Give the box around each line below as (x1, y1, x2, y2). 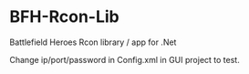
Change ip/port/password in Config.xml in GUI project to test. (9, 54, 240, 65)
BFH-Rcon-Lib (9, 6, 120, 27)
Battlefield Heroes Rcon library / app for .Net (9, 37, 177, 48)
